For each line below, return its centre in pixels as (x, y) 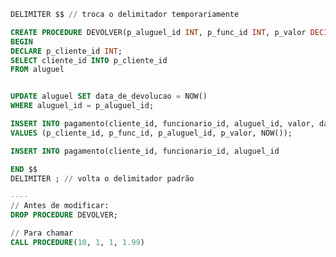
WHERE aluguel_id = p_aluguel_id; (82, 106)
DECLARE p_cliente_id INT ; (66, 51)
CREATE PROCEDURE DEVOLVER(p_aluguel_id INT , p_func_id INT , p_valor (158, 32)
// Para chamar (42, 233)
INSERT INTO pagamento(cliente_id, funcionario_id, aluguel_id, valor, (162, 124)
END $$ (24, 169)
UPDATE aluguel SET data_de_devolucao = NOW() (109, 96)
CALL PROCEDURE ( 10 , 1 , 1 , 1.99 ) (77, 242)
